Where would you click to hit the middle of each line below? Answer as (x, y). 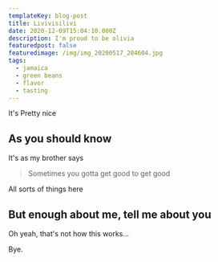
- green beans (39, 76)
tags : (17, 61)
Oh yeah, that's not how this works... (69, 233)
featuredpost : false (43, 46)
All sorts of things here (46, 189)
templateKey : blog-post (48, 16)
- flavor (30, 83)
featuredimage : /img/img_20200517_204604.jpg (85, 53)
